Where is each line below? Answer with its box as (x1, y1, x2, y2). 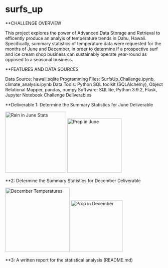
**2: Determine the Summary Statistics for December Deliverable (5, 177, 141, 184)
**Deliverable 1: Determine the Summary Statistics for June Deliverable (5, 101, 153, 107)
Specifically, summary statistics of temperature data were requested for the (5, 40, 161, 46)
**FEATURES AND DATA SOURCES (5, 66, 79, 72)
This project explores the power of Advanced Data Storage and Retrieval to (5, 30, 160, 36)
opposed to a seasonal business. (5, 56, 74, 62)
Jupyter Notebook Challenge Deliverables (5, 92, 92, 98)
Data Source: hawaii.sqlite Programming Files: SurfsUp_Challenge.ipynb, (5, 76, 155, 82)
